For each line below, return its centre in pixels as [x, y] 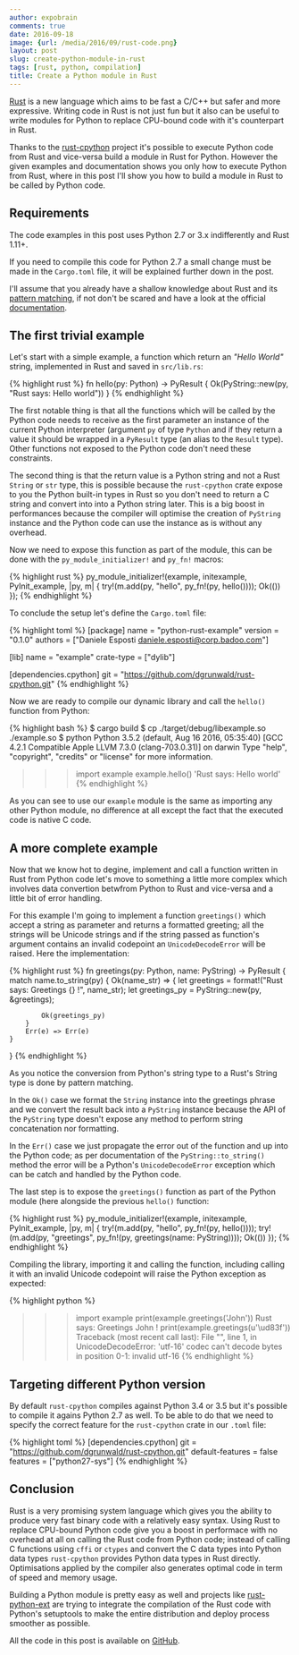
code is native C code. [50, 820]
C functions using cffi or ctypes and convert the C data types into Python [145, 1549]
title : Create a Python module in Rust [83, 76]
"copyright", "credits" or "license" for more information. [111, 757]
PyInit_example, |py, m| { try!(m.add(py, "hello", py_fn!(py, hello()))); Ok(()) [145, 586]
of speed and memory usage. [63, 1577]
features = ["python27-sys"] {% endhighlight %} [99, 1461]
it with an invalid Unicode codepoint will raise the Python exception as [138, 1274]
